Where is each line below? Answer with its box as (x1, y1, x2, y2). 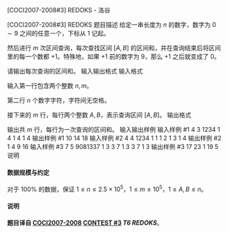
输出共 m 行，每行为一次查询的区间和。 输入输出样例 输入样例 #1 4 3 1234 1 (7, 126, 220, 133)
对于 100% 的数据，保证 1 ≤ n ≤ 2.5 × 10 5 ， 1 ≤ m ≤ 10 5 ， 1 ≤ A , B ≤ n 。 (7, 184, 207, 193)
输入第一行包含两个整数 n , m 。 (7, 82, 93, 89)
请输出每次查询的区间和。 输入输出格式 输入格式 (7, 67, 143, 75)
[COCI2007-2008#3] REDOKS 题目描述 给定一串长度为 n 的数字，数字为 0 (7, 21, 216, 29)
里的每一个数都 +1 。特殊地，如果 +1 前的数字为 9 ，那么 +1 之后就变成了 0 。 (7, 52, 220, 60)
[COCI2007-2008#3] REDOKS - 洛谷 (7, 6, 111, 14)
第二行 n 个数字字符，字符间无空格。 (7, 96, 111, 104)
